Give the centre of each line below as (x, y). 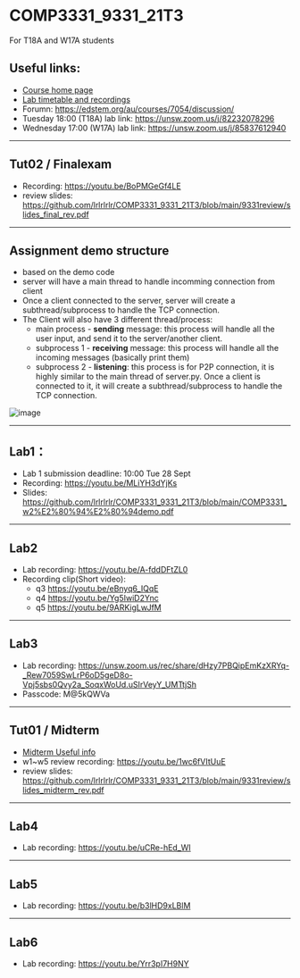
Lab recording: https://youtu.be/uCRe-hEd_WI (107, 848)
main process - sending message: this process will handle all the (155, 329)
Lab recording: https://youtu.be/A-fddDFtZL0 (105, 569)
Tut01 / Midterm (54, 730)
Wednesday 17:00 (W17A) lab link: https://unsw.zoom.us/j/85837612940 (154, 128)
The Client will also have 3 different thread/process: (117, 320)
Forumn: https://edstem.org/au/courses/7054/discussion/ (128, 109)
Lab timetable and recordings (76, 99)
